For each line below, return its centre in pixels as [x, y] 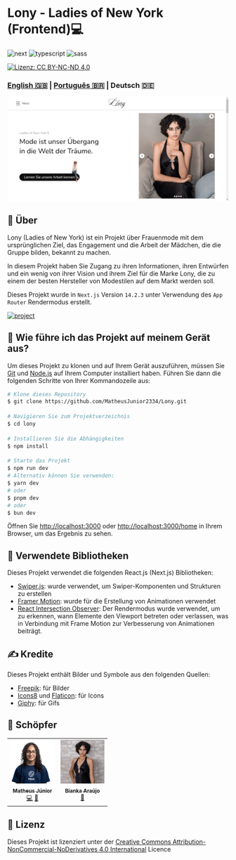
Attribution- [189, 842]
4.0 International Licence [135, 849]
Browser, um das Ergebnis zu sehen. [60, 534]
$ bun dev [22, 513]
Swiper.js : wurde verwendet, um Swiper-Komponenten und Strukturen [119, 586]
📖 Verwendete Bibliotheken [68, 555]
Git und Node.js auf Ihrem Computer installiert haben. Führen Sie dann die [114, 373]
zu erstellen [34, 594]
